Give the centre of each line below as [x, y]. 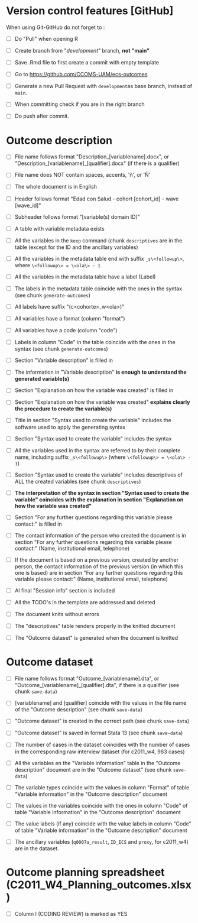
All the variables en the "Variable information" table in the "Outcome [98, 763]
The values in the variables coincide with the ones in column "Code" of [101, 805]
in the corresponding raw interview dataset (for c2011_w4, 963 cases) [100, 752]
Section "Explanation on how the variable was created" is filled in [94, 390]
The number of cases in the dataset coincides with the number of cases [102, 745]
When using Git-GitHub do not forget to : [56, 27]
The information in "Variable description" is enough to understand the [101, 372]
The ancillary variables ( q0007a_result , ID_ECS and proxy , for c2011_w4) [102, 841]
